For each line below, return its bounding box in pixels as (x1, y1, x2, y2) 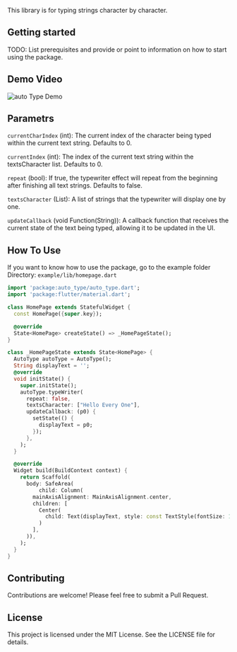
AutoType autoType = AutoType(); (13, 355, 112, 363)
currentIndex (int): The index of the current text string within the (7, 152, 194, 161)
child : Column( (38, 486, 83, 494)
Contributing (7, 572, 65, 584)
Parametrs (7, 113, 54, 125)
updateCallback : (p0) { (25, 408, 97, 416)
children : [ (32, 500, 68, 507)
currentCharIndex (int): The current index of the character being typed (7, 131, 212, 140)
